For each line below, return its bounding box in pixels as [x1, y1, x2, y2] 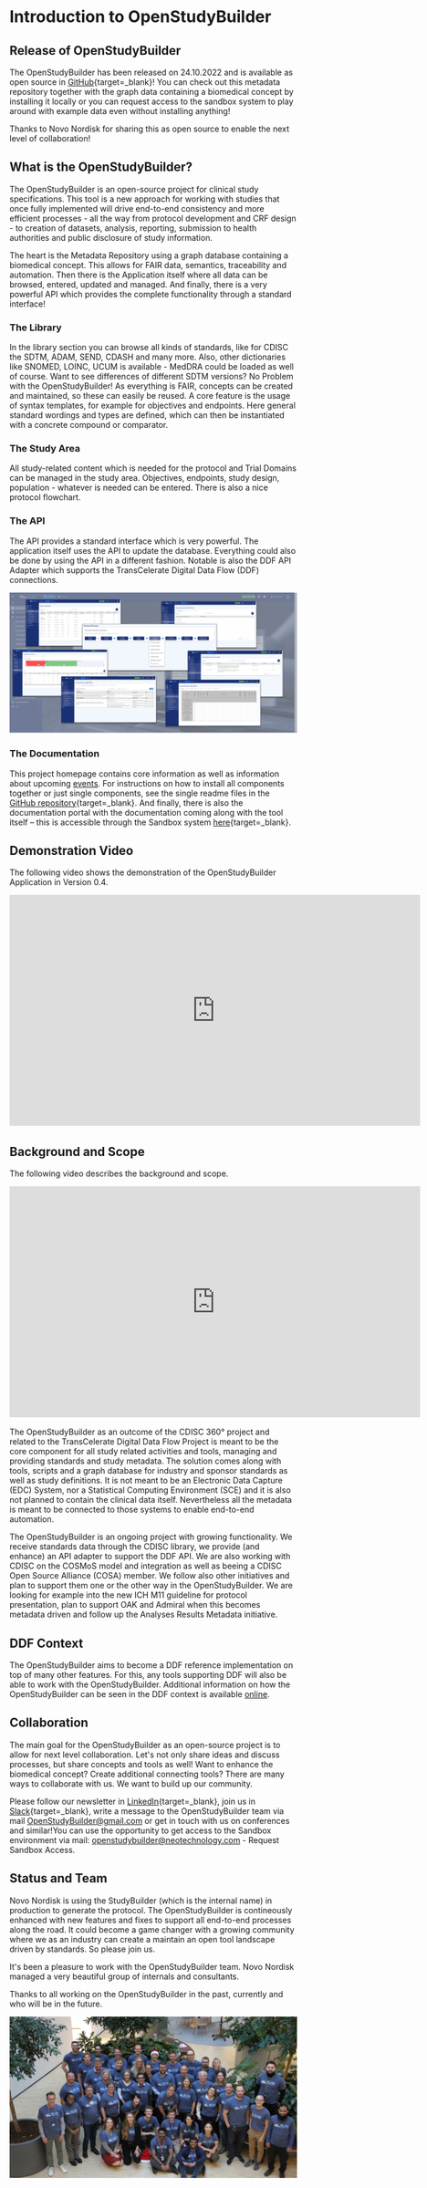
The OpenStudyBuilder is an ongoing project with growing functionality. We [9, 1531, 293, 1543]
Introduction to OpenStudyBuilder [9, 6, 272, 27]
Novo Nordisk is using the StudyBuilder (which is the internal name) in [9, 1895, 273, 1906]
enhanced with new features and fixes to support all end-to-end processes [9, 1914, 292, 1925]
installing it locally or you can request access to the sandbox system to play [9, 96, 294, 107]
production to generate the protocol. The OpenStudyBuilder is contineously [9, 1904, 293, 1915]
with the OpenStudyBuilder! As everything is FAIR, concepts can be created [9, 380, 294, 391]
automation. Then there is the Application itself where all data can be [9, 269, 268, 280]
